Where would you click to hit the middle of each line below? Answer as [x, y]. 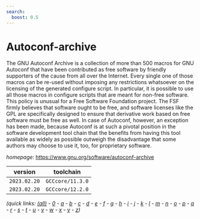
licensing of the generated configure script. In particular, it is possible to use [100, 89]
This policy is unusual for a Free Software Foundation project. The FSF [93, 101]
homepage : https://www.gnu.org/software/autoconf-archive [80, 157]
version [24, 172]
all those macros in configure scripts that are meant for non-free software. [98, 95]
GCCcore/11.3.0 [67, 181]
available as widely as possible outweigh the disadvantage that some [91, 139]
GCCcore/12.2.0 [67, 189]
